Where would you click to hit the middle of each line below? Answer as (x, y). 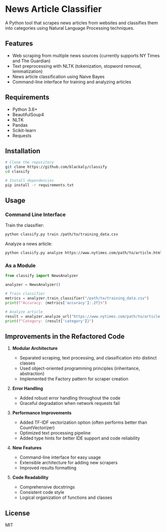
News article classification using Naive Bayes (58, 76)
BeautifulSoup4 (28, 114)
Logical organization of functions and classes (66, 497)
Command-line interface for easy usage (60, 457)
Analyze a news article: (29, 244)
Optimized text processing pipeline (55, 433)
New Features (27, 448)
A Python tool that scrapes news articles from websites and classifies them (82, 23)
